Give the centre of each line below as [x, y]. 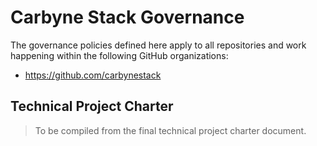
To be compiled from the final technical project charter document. [170, 130]
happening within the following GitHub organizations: [119, 55]
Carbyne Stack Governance [127, 17]
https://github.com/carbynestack [93, 75]
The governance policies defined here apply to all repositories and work [158, 45]
